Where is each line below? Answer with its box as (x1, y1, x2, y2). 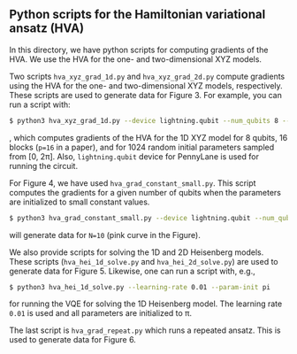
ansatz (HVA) (9, 21, 85, 36)
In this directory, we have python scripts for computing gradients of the (9, 44, 269, 55)
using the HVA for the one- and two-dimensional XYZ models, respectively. (9, 80, 283, 91)
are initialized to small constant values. (9, 196, 150, 207)
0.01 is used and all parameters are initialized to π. (9, 308, 193, 319)
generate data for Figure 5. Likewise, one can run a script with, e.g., (9, 265, 255, 276)
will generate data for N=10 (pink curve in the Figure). (9, 229, 201, 240)
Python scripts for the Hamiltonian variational (9, 7, 266, 22)
